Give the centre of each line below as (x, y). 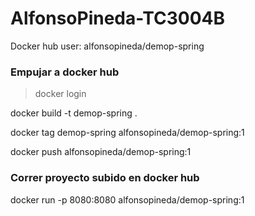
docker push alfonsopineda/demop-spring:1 (101, 152)
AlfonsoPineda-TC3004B (117, 18)
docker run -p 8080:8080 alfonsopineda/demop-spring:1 (127, 199)
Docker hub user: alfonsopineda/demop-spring (107, 46)
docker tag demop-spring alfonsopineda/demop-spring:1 (127, 133)
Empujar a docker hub (65, 72)
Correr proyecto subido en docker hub (105, 178)
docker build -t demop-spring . (74, 113)
